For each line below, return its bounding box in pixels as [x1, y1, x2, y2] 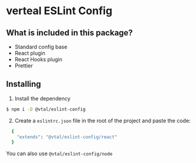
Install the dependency [14, 94, 71, 102]
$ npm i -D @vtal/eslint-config [6, 106, 86, 112]
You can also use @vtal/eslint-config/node [6, 150, 113, 157]
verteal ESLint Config [6, 4, 113, 18]
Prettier [14, 62, 33, 69]
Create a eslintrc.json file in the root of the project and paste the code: [14, 117, 191, 124]
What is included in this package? [6, 28, 133, 38]
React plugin [14, 50, 45, 57]
